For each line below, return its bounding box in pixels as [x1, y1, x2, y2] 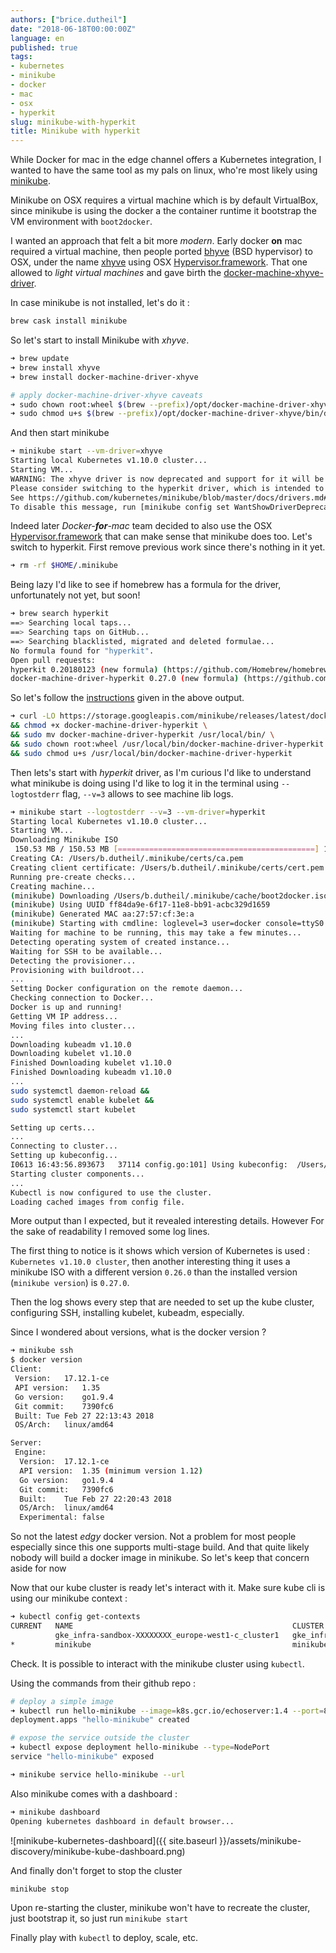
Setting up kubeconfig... [10, 1151, 118, 1161]
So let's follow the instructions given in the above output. [10, 692, 245, 704]
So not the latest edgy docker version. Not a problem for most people [10, 1531, 297, 1543]
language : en [10, 33, 65, 43]
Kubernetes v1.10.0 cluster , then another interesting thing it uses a [10, 1256, 291, 1268]
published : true [10, 42, 78, 53]
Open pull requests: [10, 655, 97, 665]
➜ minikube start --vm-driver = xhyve [10, 446, 163, 456]
